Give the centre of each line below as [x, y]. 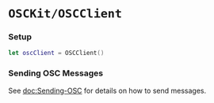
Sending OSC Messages [56, 73]
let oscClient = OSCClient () [56, 53]
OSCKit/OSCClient [65, 14]
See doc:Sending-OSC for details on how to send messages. [107, 90]
